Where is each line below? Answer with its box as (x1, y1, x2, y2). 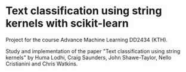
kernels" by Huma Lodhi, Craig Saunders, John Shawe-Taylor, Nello (5, 54, 172, 61)
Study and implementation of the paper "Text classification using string (5, 47, 181, 54)
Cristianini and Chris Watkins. (5, 60, 78, 67)
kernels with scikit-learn (5, 17, 129, 30)
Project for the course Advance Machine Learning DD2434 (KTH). (5, 36, 168, 43)
